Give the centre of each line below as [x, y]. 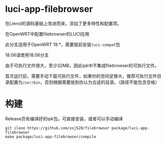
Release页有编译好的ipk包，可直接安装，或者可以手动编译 [64, 119]
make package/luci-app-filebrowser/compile [51, 137]
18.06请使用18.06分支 [27, 55]
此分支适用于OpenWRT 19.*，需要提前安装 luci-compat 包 [63, 44]
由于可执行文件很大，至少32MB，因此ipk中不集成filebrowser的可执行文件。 [82, 65]
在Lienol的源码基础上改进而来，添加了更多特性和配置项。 [63, 23]
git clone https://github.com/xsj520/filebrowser [57, 128]
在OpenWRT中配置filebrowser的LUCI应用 [47, 34]
